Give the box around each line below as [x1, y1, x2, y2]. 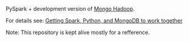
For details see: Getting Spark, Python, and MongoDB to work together [5, 17, 183, 24]
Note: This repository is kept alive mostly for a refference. [5, 29, 150, 36]
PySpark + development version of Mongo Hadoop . [5, 5, 135, 12]
